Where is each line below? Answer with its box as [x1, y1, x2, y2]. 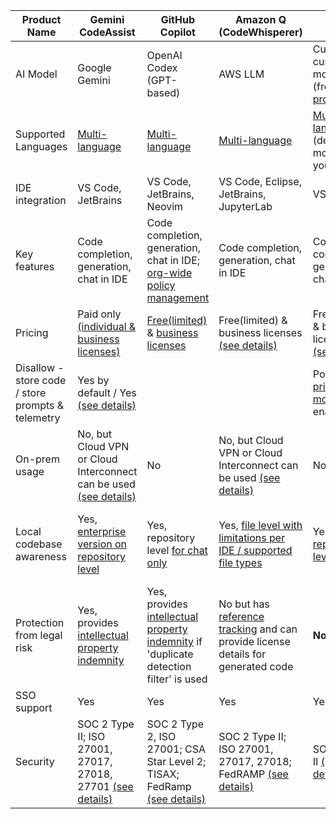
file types [218, 556, 263, 569]
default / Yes [77, 386, 137, 399]
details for [218, 647, 267, 661]
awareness [15, 550, 67, 563]
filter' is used [146, 672, 208, 686]
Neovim [146, 200, 184, 213]
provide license [218, 635, 291, 648]
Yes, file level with [218, 519, 303, 532]
